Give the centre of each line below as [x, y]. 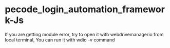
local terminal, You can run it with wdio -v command [60, 40]
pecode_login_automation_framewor [85, 9]
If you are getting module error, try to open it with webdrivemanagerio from [84, 34]
